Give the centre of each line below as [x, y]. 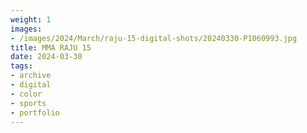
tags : [21, 66]
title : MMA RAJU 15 [51, 47]
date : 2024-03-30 [46, 57]
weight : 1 [31, 19]
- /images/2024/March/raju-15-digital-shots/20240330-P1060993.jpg [154, 38]
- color [26, 94]
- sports [28, 103]
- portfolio [35, 112]
